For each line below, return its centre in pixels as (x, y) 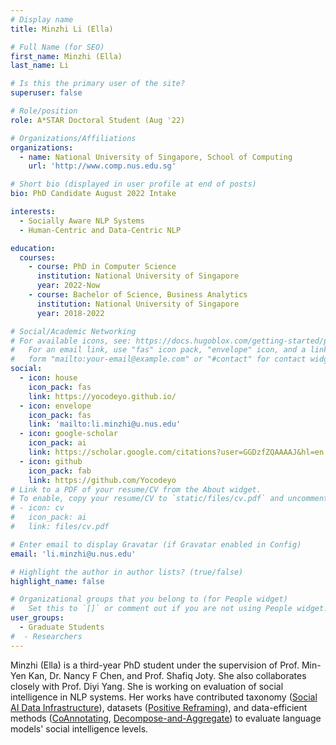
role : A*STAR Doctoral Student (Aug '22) (98, 120)
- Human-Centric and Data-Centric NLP (100, 230)
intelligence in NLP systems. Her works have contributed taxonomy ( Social (164, 697)
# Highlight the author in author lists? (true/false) (127, 572)
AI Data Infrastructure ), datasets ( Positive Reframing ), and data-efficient (159, 707)
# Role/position (44, 111)
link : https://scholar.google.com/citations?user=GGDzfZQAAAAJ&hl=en (176, 452)
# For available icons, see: (71, 341)
